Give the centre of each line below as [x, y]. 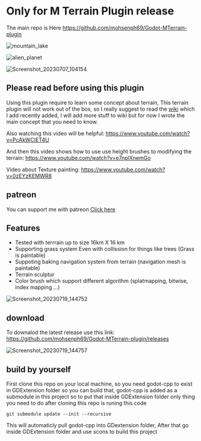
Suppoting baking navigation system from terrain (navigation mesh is [100, 262]
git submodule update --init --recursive [59, 414]
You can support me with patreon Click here [61, 209]
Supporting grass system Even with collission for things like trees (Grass [104, 249]
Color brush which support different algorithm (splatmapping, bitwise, [101, 281]
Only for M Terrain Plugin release [90, 11]
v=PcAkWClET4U [28, 140]
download [25, 318]
